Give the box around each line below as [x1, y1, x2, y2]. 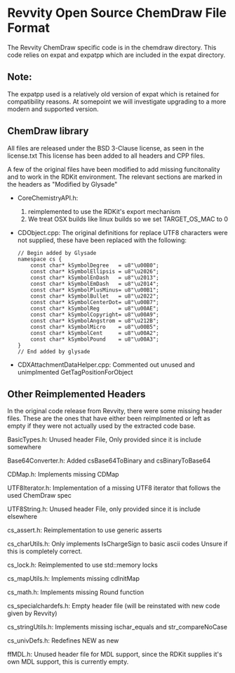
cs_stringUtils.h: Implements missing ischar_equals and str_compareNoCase [7, 623, 228, 631]
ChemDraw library [7, 125, 89, 137]
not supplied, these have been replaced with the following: [17, 236, 187, 244]
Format [7, 20, 51, 36]
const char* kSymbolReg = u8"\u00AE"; [30, 305, 159, 312]
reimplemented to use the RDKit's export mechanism [27, 207, 181, 215]
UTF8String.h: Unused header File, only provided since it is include [7, 505, 201, 513]
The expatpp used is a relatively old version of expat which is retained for [7, 89, 220, 98]
